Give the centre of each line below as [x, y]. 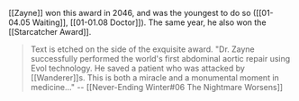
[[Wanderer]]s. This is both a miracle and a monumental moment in [155, 78]
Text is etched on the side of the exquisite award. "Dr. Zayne [143, 49]
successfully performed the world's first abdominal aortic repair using [160, 59]
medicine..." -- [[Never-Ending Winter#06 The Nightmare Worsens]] [157, 87]
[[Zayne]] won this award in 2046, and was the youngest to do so [130, 13]
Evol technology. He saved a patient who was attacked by [137, 68]
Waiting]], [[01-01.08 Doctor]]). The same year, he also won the [149, 22]
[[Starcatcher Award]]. [50, 32]
